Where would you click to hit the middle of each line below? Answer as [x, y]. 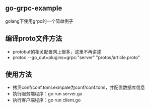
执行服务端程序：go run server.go [47, 94]
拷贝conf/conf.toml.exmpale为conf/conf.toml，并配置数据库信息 [79, 87]
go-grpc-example [34, 8]
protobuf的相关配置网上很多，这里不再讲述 [57, 51]
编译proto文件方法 [34, 39]
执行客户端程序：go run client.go [47, 100]
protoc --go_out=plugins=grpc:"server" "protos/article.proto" [76, 57]
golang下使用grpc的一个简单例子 [39, 21]
